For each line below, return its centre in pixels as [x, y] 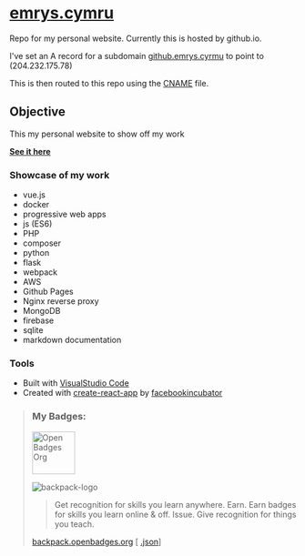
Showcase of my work [60, 175]
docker [36, 205]
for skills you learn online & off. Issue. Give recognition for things [175, 514]
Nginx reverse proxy [61, 301]
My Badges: [59, 417]
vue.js [34, 195]
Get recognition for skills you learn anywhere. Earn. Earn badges [175, 504]
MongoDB [41, 311]
